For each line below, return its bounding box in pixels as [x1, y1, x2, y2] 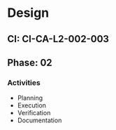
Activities [7, 77, 41, 87]
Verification [17, 109, 51, 117]
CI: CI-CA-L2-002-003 [7, 33, 110, 45]
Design [7, 5, 50, 21]
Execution [17, 101, 47, 110]
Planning [17, 93, 43, 103]
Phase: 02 [7, 56, 52, 68]
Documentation [17, 116, 62, 124]
